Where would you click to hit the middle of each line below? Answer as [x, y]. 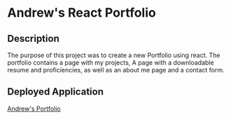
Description [33, 39]
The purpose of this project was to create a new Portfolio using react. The [114, 55]
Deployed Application [55, 92]
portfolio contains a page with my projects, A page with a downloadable [111, 63]
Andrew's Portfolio [34, 109]
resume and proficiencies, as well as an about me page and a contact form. [116, 70]
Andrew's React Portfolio [82, 13]
